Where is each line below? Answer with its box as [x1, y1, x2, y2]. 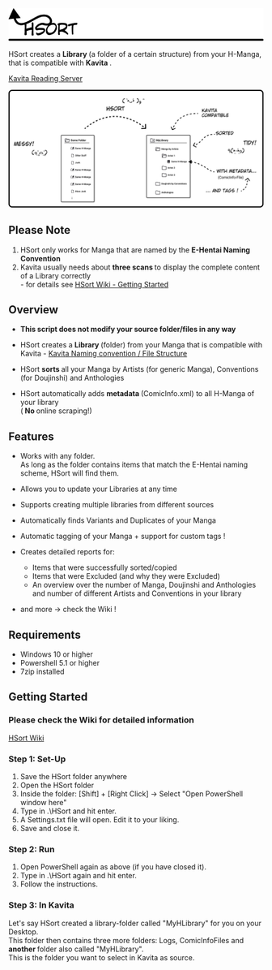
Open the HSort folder [19, 780, 95, 790]
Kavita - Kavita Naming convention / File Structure [19, 349, 188, 359]
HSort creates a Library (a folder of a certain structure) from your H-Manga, [8, 50, 261, 59]
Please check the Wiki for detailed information [8, 714, 194, 726]
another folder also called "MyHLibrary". [8, 944, 144, 954]
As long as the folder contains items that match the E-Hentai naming [19, 459, 249, 470]
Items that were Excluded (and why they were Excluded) [32, 571, 221, 581]
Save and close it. [19, 823, 80, 833]
